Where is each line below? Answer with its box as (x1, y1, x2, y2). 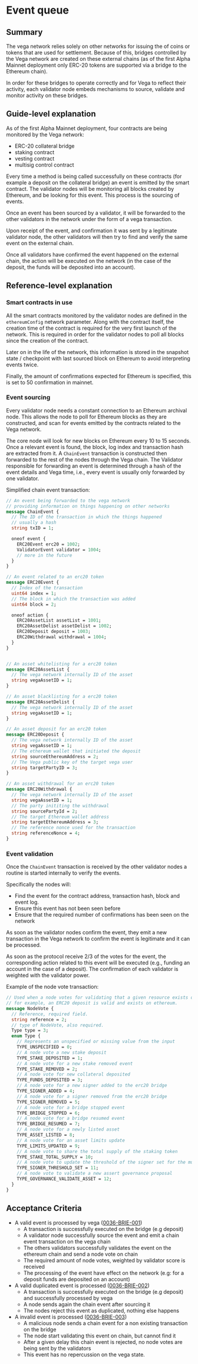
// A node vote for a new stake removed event (16, 1060, 133, 1067)
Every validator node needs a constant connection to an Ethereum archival (6, 407, 187, 414)
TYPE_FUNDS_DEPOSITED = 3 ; (16, 1077, 83, 1083)
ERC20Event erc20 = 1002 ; (16, 541, 81, 547)
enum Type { (11, 1033, 41, 1039)
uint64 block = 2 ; (11, 601, 57, 608)
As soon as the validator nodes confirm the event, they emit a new (6, 929, 167, 936)
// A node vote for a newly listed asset (16, 1126, 120, 1132)
